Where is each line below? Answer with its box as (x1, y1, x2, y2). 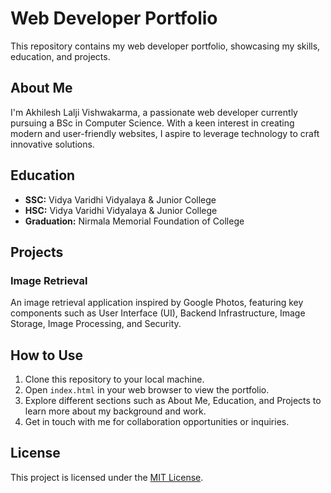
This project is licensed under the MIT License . (10, 471, 204, 483)
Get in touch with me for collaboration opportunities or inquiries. (24, 416, 290, 428)
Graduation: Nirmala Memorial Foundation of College (24, 215, 245, 227)
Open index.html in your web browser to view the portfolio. (24, 384, 270, 396)
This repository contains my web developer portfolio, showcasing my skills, (10, 40, 321, 52)
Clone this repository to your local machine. (24, 373, 205, 386)
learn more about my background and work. (24, 405, 207, 417)
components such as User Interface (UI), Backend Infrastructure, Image (10, 307, 306, 319)
